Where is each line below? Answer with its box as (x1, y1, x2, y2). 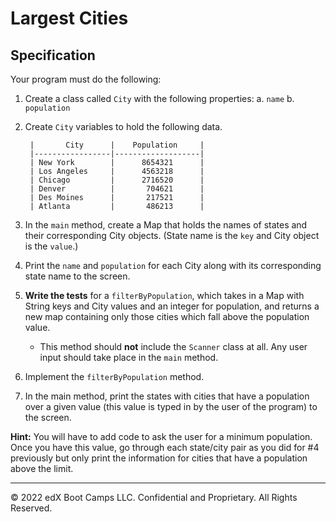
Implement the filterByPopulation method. (24, 371, 205, 382)
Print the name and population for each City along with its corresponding (24, 260, 322, 271)
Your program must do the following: (10, 73, 162, 85)
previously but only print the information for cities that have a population (10, 452, 308, 464)
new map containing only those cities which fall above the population (24, 311, 310, 322)
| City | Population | (29, 140, 205, 150)
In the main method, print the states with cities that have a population (24, 390, 310, 402)
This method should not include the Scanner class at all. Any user (39, 341, 308, 352)
